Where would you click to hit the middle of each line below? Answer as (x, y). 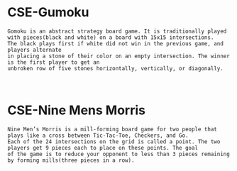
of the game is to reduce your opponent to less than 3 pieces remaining (119, 154)
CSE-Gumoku (48, 12)
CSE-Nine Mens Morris (76, 110)
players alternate (34, 50)
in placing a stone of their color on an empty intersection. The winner (119, 56)
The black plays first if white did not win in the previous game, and (115, 43)
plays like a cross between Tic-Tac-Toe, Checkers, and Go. (98, 136)
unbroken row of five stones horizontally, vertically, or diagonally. (115, 68)
